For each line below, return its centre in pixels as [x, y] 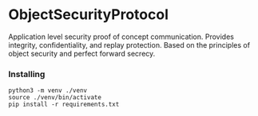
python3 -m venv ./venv [48, 91]
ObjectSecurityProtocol [89, 15]
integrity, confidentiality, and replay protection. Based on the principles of [129, 44]
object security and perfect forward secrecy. [82, 53]
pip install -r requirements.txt [64, 105]
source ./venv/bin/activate [55, 98]
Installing [27, 74]
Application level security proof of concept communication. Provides [121, 37]
